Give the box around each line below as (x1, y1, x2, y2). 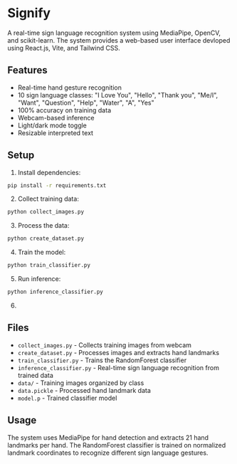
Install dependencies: (17, 168, 81, 176)
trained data (17, 371, 53, 379)
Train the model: (17, 248, 66, 257)
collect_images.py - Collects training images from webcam (17, 340, 192, 349)
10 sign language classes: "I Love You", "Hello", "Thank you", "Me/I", (17, 90, 218, 99)
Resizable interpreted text (17, 128, 94, 137)
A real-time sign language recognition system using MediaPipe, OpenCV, (7, 28, 221, 37)
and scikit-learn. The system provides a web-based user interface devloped (7, 36, 231, 44)
